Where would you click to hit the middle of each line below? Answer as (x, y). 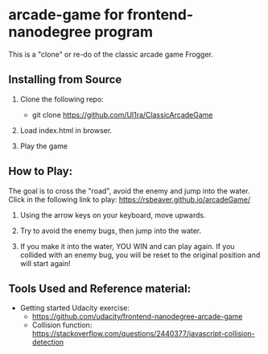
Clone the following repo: (62, 99)
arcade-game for (66, 15)
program (124, 32)
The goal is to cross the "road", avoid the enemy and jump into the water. (129, 190)
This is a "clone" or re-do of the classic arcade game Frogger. (111, 54)
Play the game (44, 146)
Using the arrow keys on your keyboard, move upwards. (113, 214)
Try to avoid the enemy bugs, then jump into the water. (111, 231)
